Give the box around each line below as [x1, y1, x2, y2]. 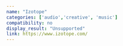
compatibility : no [6, 20, 53, 26]
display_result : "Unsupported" [6, 25, 85, 32]
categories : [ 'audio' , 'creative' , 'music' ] [6, 14, 118, 20]
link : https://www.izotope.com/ [6, 31, 88, 37]
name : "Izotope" [6, 8, 47, 15]
